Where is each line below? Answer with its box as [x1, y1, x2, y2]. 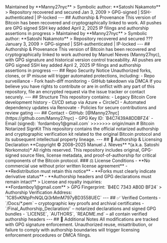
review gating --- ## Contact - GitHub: [5, 110, 85, 116]
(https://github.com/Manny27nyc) [5, 115, 75, 121]
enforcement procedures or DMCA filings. [5, 232, 91, 238]
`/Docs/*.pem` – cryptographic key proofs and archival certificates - [5, 201, 145, 206]
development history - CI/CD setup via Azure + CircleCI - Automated [5, 99, 146, 105]
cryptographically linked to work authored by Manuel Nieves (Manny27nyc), [5, 51, 161, 57]
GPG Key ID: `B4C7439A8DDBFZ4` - [78, 115, 154, 121]
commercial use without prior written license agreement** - [5, 163, 128, 169]
